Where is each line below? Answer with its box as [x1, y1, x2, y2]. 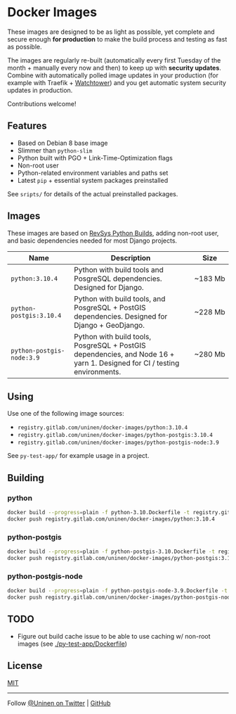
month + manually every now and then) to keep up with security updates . [7, 63, 221, 72]
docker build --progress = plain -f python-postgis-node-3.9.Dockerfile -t [7, 587, 228, 594]
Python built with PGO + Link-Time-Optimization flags [17, 153, 173, 162]
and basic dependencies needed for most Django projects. [7, 236, 178, 245]
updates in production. [7, 86, 73, 94]
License [7, 660, 43, 672]
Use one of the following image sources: [7, 409, 124, 418]
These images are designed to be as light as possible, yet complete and [7, 27, 216, 36]
